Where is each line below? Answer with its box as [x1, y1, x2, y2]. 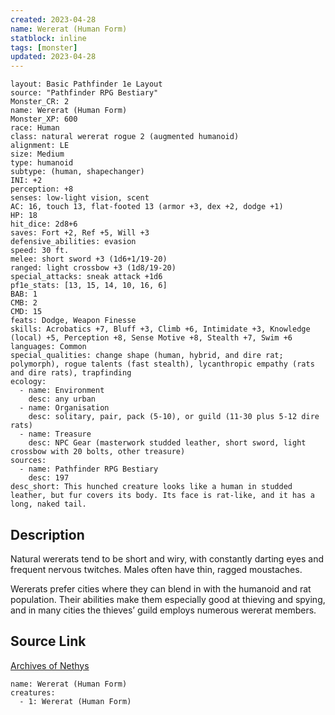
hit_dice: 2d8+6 [10, 219, 78, 230]
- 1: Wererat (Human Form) [19, 696, 132, 706]
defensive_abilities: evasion [10, 237, 137, 247]
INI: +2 [10, 176, 43, 186]
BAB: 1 [10, 289, 38, 300]
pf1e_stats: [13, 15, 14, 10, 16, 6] [10, 281, 168, 291]
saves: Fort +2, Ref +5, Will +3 [10, 228, 150, 238]
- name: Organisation [19, 403, 110, 413]
